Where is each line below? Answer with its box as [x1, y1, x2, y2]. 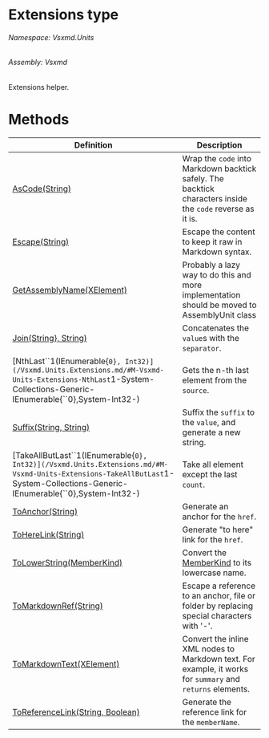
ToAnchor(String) [12, 505, 78, 517]
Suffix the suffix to [182, 407, 255, 418]
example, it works [182, 663, 249, 675]
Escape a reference [182, 580, 256, 591]
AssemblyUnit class [182, 309, 257, 320]
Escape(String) [12, 236, 70, 247]
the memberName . [182, 716, 240, 728]
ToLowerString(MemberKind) [12, 557, 122, 568]
